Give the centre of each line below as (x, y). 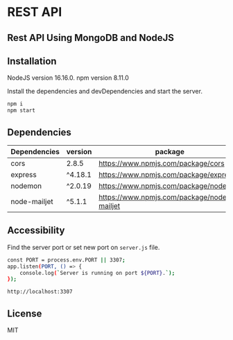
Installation (32, 61)
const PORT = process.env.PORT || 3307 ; (67, 260)
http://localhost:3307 (40, 292)
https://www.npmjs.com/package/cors (161, 163)
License (25, 313)
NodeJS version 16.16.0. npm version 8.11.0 (68, 78)
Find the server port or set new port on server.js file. (84, 247)
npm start (21, 111)
